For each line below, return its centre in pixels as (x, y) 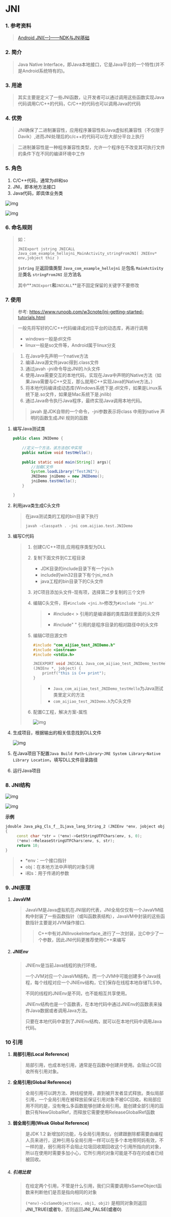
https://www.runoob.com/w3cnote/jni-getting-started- (87, 312)
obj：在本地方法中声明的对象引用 (60, 867)
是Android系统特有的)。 (42, 71)
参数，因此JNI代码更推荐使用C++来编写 (84, 940)
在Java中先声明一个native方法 (57, 356)
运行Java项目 (27, 770)
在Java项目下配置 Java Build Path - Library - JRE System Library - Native (87, 753)
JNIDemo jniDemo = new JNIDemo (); (68, 476)
